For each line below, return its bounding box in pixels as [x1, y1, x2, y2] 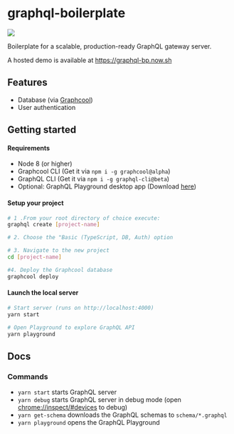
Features [7, 76, 48, 89]
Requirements [7, 143, 50, 152]
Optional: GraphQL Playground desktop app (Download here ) [17, 182, 197, 191]
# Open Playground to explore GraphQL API [7, 323, 135, 331]
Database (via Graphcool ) [17, 95, 94, 104]
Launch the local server [7, 288, 79, 297]
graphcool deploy [7, 273, 59, 280]
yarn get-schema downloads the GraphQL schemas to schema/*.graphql [17, 410, 228, 419]
